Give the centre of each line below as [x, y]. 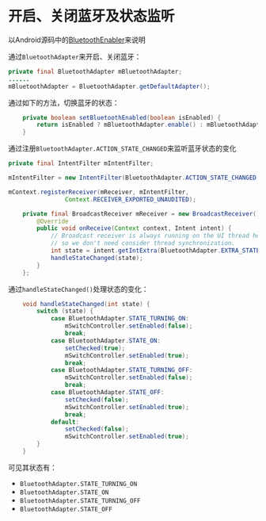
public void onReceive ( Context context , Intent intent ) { [134, 228]
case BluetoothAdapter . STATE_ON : [105, 341]
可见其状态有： [32, 467]
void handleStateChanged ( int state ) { [86, 304]
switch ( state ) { [65, 311]
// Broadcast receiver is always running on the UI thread [150, 236]
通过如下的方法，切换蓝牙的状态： [64, 102]
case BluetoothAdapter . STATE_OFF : [107, 393]
